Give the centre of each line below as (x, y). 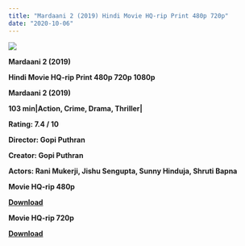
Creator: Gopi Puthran (46, 155)
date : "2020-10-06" (41, 23)
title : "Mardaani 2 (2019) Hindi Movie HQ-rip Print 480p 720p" (118, 16)
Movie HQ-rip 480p (42, 186)
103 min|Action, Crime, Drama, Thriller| (75, 108)
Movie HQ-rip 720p (42, 218)
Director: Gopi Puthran (47, 140)
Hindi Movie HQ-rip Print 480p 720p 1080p (82, 77)
